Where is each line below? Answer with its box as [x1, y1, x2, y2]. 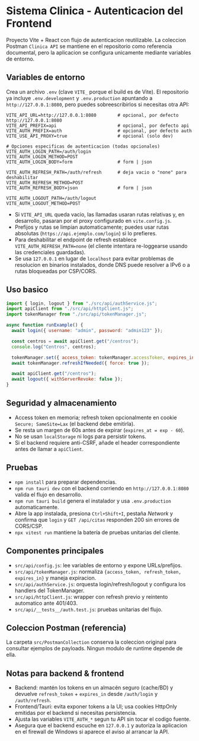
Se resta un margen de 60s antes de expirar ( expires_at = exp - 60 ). [14, 426, 185, 433]
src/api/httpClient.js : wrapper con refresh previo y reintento [14, 593, 168, 600]
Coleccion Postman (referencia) [6, 622, 127, 633]
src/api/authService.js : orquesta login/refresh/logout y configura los [14, 580, 186, 587]
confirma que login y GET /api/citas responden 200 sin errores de [14, 516, 179, 523]
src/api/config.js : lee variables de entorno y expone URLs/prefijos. [14, 561, 182, 568]
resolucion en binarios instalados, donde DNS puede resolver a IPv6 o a [14, 261, 191, 268]
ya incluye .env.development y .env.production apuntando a [6, 94, 153, 101]
